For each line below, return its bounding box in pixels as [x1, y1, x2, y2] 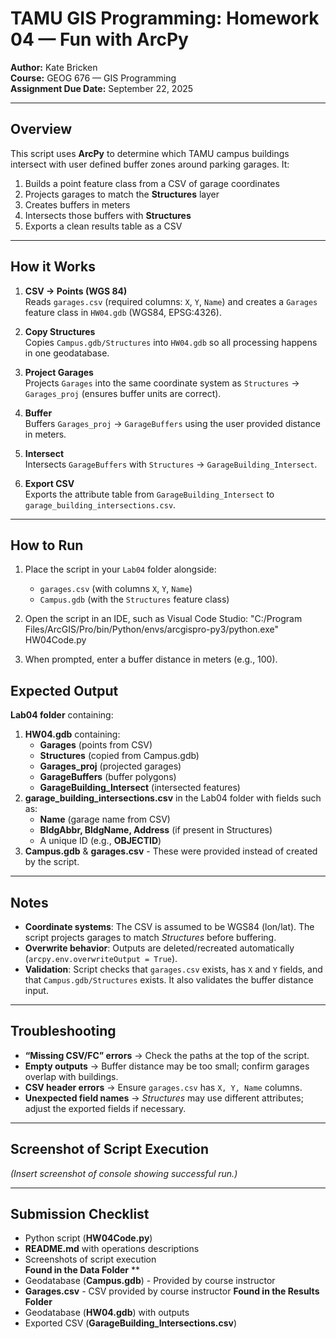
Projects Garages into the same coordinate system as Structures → [24, 377, 300, 389]
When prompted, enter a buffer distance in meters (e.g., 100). [24, 653, 278, 666]
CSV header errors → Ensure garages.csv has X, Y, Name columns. [24, 1081, 303, 1093]
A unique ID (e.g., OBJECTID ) [39, 835, 162, 847]
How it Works [10, 258, 96, 276]
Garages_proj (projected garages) [39, 760, 182, 772]
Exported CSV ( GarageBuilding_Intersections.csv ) [24, 1317, 238, 1329]
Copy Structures [24, 325, 96, 337]
